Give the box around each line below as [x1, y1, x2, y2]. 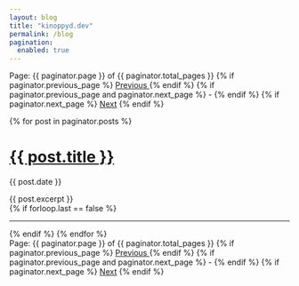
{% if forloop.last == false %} [9, 203, 117, 214]
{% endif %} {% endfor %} [9, 228, 108, 240]
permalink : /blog [9, 29, 74, 38]
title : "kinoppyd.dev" [9, 21, 93, 30]
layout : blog [9, 12, 58, 22]
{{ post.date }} [9, 177, 62, 187]
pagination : [9, 37, 53, 47]
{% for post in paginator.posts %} [9, 116, 133, 127]
